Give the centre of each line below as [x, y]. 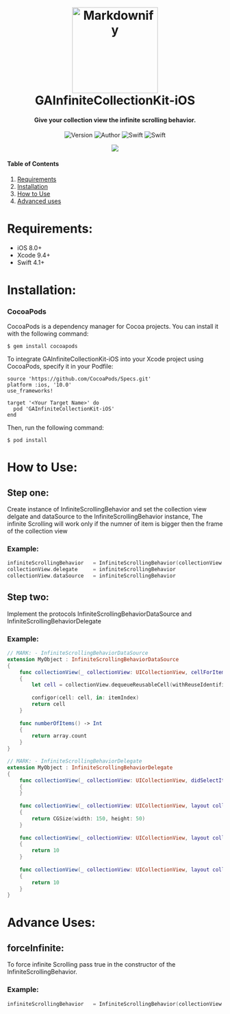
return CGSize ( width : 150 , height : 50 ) [89, 818]
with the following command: [48, 334]
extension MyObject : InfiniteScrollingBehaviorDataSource [93, 659]
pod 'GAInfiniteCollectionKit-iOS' [64, 409]
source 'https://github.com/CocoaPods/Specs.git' [79, 379]
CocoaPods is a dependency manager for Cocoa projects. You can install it [113, 327]
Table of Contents [33, 163]
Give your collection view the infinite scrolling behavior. [115, 119]
